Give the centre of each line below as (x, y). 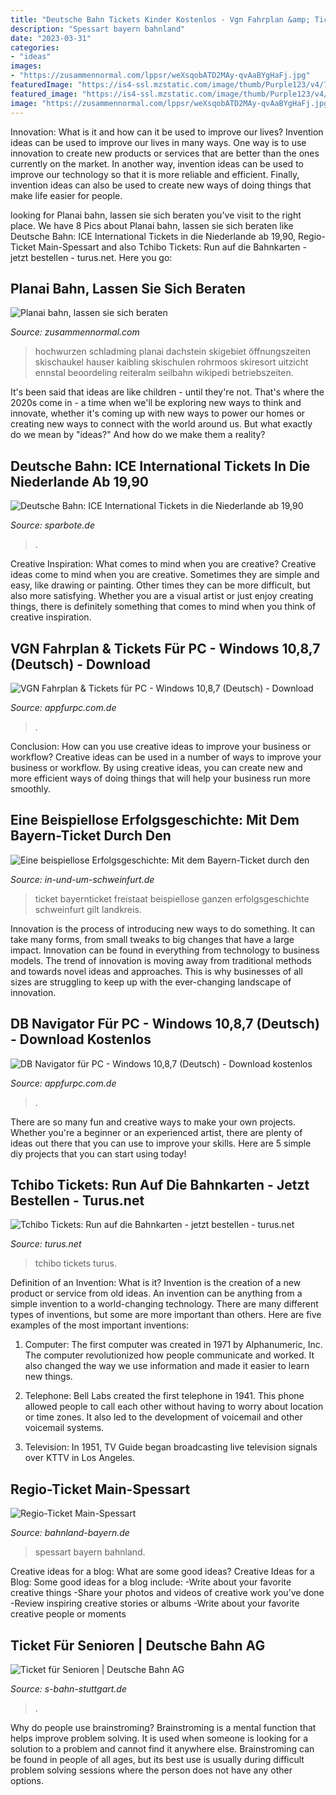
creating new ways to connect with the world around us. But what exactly (161, 424)
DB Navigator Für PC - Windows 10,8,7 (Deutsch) (165, 1024)
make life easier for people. (66, 195)
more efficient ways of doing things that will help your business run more (160, 778)
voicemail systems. (64, 1428)
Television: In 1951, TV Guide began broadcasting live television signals (171, 1447)
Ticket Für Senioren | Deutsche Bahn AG (138, 1645)
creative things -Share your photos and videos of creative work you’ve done (167, 1593)
